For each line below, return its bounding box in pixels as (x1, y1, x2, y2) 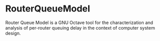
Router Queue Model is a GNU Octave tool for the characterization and (5, 19, 153, 25)
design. (5, 30, 21, 36)
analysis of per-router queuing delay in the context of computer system (5, 24, 155, 30)
